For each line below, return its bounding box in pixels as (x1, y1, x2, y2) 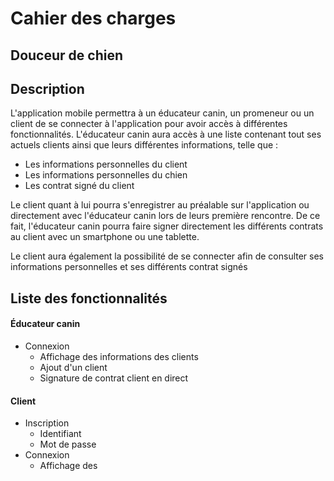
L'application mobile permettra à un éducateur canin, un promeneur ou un (10, 107, 315, 119)
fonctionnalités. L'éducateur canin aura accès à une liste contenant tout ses (10, 128, 322, 141)
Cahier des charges (10, 7, 177, 30)
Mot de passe (39, 438, 97, 451)
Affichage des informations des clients (39, 350, 199, 362)
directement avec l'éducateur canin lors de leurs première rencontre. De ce (10, 210, 321, 222)
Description (10, 80, 85, 97)
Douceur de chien (10, 47, 124, 64)
